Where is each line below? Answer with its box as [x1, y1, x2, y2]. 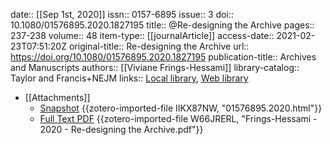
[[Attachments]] [24, 92, 91, 103]
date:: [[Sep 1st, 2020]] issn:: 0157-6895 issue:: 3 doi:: [10, 9, 234, 20]
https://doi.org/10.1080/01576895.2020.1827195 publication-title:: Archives [10, 51, 317, 63]
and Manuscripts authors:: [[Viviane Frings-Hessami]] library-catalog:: [10, 62, 300, 73]
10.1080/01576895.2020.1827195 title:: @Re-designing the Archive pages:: [10, 19, 315, 31]
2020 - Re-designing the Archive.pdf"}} [39, 124, 204, 135]
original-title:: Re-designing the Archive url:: [68, 40, 250, 52]
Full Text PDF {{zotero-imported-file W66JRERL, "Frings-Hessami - [39, 113, 318, 124]
